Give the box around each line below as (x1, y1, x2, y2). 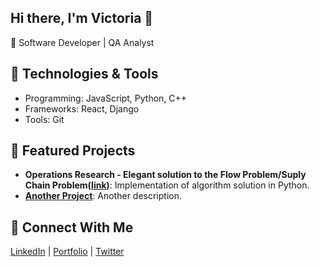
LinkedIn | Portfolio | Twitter (10, 246, 125, 258)
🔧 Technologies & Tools (10, 66, 159, 83)
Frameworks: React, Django (24, 102, 140, 115)
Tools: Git (24, 113, 65, 125)
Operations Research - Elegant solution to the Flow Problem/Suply (24, 169, 307, 181)
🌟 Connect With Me (10, 219, 134, 236)
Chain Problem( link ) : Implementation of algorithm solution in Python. (24, 179, 310, 191)
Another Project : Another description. (24, 190, 182, 202)
